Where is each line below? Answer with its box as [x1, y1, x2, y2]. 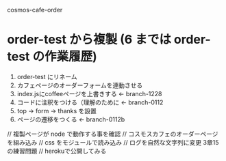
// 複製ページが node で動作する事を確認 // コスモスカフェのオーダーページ [7, 130, 218, 138]
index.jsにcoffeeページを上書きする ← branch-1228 [16, 89, 162, 98]
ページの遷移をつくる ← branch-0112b [16, 115, 125, 123]
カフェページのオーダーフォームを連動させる [16, 81, 143, 89]
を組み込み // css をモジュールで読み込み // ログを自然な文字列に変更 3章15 [7, 138, 219, 146]
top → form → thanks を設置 [16, 106, 97, 115]
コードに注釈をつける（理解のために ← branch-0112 [16, 98, 164, 106]
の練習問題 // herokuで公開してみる [7, 147, 107, 155]
